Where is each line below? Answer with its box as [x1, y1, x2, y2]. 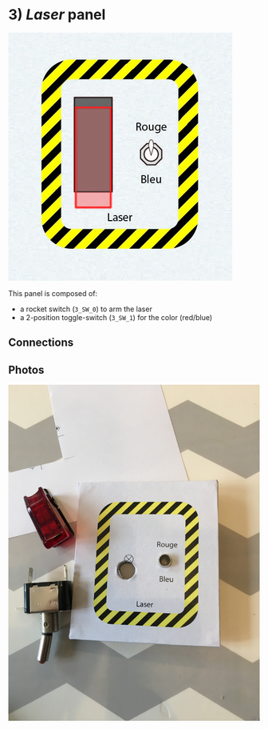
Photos [8, 362, 45, 377]
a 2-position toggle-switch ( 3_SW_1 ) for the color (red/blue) [19, 312, 213, 322]
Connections [8, 336, 74, 350]
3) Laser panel [8, 6, 106, 24]
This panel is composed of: [8, 288, 98, 298]
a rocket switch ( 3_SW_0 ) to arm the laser [19, 304, 153, 314]
